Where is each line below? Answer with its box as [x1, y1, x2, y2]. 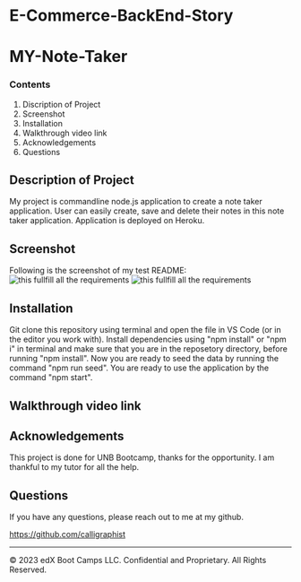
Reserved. [9, 564, 47, 575]
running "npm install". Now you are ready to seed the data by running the [9, 353, 279, 364]
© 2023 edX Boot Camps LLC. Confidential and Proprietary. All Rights [9, 555, 267, 566]
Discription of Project [21, 99, 101, 109]
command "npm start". [9, 372, 93, 383]
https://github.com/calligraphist [9, 529, 126, 540]
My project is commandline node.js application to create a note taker [9, 196, 262, 207]
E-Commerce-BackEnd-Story [9, 5, 234, 26]
